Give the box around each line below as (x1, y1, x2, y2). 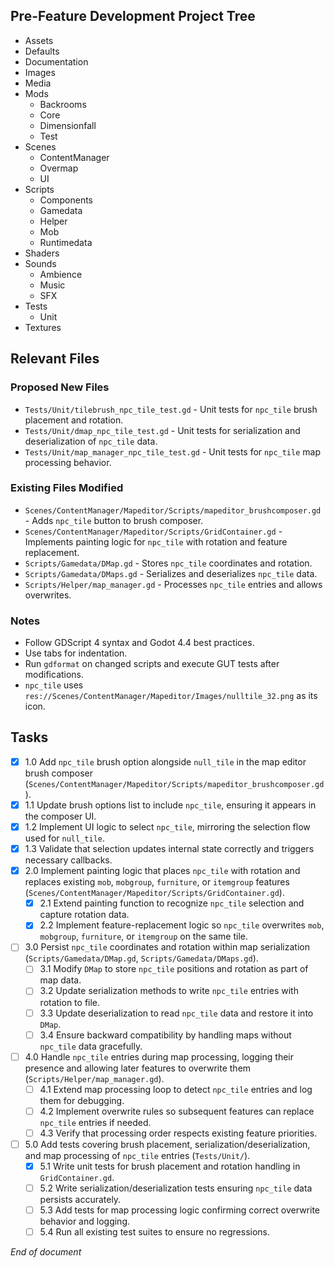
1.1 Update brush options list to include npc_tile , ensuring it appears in (24, 799, 317, 811)
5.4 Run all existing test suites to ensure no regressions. (39, 1226, 271, 1238)
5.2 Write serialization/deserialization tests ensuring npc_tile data (39, 1182, 313, 1194)
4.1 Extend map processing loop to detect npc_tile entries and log (39, 1083, 313, 1095)
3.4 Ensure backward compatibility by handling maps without (39, 1029, 292, 1041)
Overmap (39, 162, 79, 174)
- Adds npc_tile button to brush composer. (24, 514, 204, 526)
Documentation (24, 55, 89, 68)
